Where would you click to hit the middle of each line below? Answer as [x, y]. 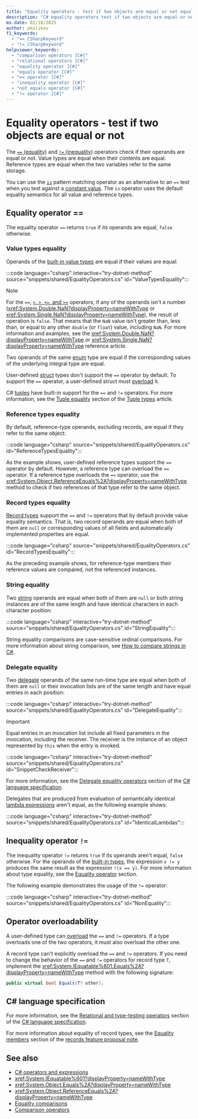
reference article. [106, 346]
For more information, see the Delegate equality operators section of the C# [98, 781]
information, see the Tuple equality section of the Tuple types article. [90, 399]
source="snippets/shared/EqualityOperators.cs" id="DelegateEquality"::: [95, 710]
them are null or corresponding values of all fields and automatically [90, 528]
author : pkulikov [27, 28]
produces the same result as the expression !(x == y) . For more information [99, 867]
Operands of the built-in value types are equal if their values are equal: [92, 261]
